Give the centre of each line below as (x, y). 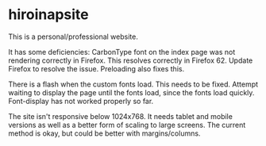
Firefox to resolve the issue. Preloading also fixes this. (96, 68)
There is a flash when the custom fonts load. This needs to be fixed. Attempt (133, 84)
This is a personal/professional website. (73, 36)
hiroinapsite (48, 15)
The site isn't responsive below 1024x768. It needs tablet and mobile (120, 116)
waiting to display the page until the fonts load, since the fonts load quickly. (131, 92)
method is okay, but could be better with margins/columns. (104, 133)
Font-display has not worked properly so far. (81, 101)
